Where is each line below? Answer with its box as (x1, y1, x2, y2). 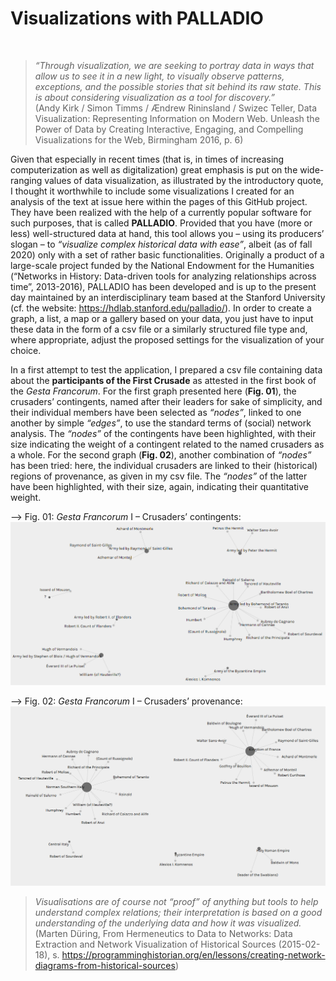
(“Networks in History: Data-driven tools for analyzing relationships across (10, 270, 317, 282)
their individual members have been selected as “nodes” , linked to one (10, 406, 302, 418)
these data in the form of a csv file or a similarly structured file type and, (10, 323, 308, 335)
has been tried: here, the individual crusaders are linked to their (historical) (10, 459, 318, 471)
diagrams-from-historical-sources (34, 959, 176, 971)
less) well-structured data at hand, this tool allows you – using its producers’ (10, 227, 325, 239)
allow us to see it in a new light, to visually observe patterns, (34, 70, 285, 82)
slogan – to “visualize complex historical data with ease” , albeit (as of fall (10, 238, 313, 250)
